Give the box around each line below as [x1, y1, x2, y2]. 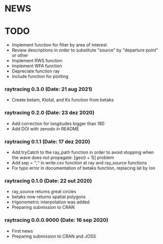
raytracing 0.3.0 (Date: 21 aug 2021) [4, 86, 93, 93]
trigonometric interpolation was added [11, 199, 90, 205]
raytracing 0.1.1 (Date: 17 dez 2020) [4, 138, 91, 145]
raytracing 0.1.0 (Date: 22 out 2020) [4, 177, 92, 184]
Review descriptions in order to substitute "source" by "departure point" [11, 47, 159, 53]
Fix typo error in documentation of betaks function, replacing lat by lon [11, 165, 156, 171]
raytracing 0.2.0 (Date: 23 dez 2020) [4, 109, 95, 116]
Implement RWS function [11, 58, 63, 64]
